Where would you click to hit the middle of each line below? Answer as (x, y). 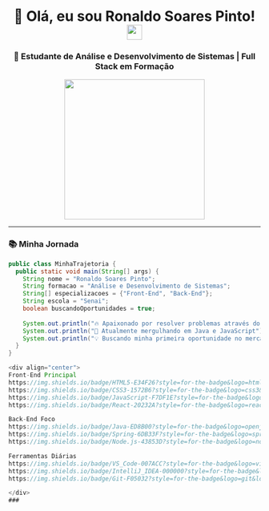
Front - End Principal (43, 376)
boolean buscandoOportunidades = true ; (89, 309)
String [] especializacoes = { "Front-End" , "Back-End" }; (118, 294)
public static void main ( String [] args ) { (87, 272)
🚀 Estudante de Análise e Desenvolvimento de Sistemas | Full (134, 57)
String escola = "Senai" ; (66, 301)
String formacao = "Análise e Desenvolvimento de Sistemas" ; (126, 286)
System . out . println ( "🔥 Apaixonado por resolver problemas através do (141, 324)
